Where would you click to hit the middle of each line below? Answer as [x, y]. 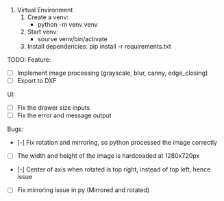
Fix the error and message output [64, 115]
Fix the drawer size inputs [53, 108]
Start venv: [42, 32]
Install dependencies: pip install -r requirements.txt [99, 46]
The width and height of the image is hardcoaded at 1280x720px [108, 156]
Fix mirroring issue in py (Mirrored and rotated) [83, 190]
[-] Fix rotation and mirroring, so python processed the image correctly [117, 143]
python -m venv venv [67, 24]
